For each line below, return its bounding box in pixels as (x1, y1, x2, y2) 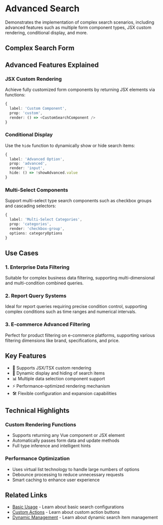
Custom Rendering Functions (5, 421, 77, 428)
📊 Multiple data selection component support (12, 375, 106, 381)
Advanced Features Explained (5, 61, 99, 69)
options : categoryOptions (9, 231, 63, 236)
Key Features (5, 352, 47, 360)
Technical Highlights (5, 406, 70, 415)
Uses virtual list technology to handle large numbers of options (12, 466, 140, 472)
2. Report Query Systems (5, 292, 67, 299)
